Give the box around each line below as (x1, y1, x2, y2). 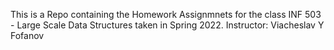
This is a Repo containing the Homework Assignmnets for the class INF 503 (10, 9, 322, 20)
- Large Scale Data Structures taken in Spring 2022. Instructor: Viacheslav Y (10, 19, 325, 31)
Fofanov (10, 30, 45, 41)
